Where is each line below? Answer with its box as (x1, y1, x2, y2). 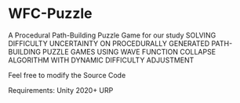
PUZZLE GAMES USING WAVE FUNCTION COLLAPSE (42, 47, 216, 56)
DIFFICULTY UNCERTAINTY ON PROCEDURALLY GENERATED (8, 38, 210, 48)
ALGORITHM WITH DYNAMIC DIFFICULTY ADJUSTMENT (8, 55, 195, 65)
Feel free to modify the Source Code (8, 70, 126, 80)
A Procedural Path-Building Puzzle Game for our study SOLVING (8, 30, 216, 40)
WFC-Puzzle (8, 5, 93, 23)
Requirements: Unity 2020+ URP (8, 85, 114, 94)
